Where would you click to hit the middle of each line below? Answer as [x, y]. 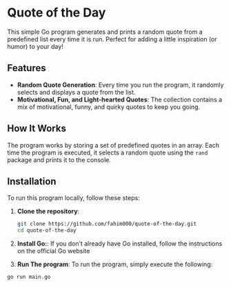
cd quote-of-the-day [47, 230]
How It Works [37, 129]
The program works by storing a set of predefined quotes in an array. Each [113, 145]
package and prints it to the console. [59, 159]
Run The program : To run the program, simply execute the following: [115, 264]
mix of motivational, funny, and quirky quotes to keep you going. [109, 107]
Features [27, 68]
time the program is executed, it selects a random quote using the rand [108, 152]
